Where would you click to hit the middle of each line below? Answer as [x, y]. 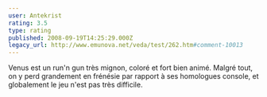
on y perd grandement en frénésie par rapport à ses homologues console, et [134, 76]
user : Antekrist [35, 16]
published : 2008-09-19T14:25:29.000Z [71, 38]
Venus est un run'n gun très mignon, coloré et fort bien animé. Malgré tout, [130, 68]
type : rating [30, 30]
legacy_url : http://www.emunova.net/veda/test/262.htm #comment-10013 [126, 45]
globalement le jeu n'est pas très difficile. [75, 85]
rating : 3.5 [28, 23]
